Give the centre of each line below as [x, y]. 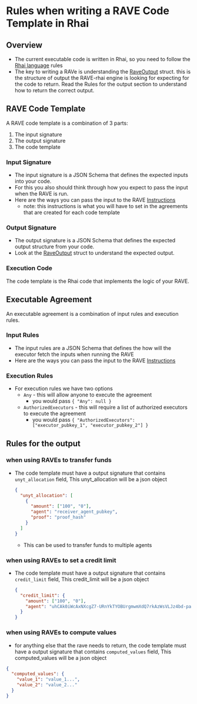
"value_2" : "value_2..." [47, 685]
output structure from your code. [54, 247]
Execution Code [29, 268]
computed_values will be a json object [61, 658]
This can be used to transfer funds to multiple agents [88, 545]
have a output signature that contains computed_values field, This [93, 652]
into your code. [33, 181]
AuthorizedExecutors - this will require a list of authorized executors [106, 408]
